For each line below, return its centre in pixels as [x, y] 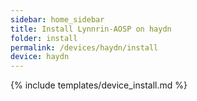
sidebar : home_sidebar [57, 19]
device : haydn [40, 57]
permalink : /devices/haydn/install [84, 47]
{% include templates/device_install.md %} [99, 85]
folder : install [44, 38]
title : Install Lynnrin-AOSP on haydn [91, 29]
